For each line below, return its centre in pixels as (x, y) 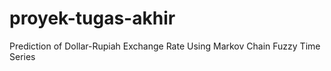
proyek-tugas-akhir (92, 18)
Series (22, 56)
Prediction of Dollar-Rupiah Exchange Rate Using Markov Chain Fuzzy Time (165, 46)
